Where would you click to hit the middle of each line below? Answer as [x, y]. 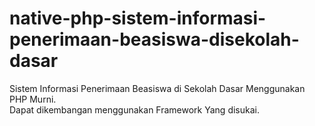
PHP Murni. [33, 99]
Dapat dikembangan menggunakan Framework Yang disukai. [134, 109]
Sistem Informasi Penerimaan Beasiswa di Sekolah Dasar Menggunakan [157, 88]
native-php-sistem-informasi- [138, 18]
